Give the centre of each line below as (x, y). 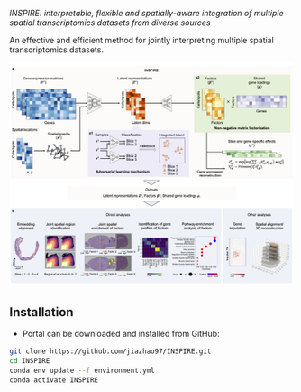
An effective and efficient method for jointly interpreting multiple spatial (142, 40)
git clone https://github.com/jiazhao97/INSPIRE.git (110, 351)
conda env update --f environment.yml (82, 370)
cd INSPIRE (30, 360)
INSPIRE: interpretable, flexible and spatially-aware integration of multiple (146, 13)
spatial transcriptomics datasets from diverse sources (110, 23)
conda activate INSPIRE (54, 380)
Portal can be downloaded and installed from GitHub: (121, 334)
